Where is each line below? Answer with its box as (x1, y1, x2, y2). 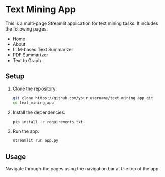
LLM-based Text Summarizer (12, 46, 73, 52)
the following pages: (5, 25, 48, 32)
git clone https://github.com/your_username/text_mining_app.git (12, 95, 153, 100)
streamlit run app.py (12, 138, 58, 143)
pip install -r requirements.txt (12, 119, 84, 124)
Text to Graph (12, 57, 42, 63)
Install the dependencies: (12, 109, 66, 115)
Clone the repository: (12, 85, 57, 92)
